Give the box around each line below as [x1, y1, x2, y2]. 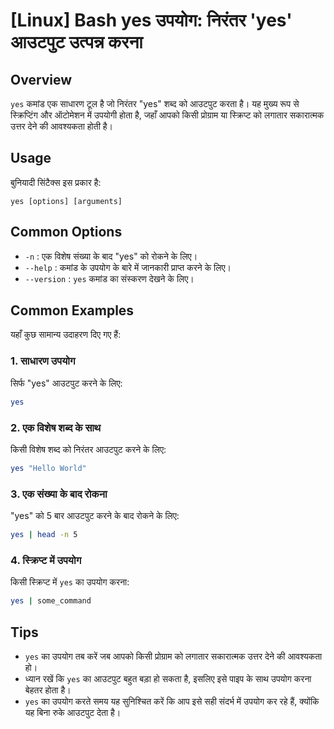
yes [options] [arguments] [10, 196, 123, 206]
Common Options [10, 224, 123, 241]
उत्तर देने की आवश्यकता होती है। [10, 120, 114, 132]
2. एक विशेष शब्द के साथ [10, 420, 102, 434]
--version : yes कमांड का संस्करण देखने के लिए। [24, 272, 195, 284]
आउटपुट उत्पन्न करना [10, 31, 143, 54]
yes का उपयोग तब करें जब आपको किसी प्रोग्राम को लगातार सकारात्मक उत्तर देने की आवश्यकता [24, 650, 323, 662]
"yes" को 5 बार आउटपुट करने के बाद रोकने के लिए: [10, 510, 180, 522]
